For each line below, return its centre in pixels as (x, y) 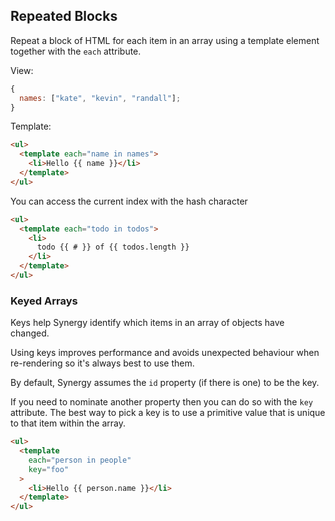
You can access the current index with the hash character (129, 201)
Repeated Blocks (64, 16)
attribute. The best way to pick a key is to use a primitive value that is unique (168, 413)
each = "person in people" (80, 460)
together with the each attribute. (76, 51)
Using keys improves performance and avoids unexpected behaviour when (165, 353)
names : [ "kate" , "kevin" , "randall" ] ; (100, 98)
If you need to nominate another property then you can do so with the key (161, 402)
